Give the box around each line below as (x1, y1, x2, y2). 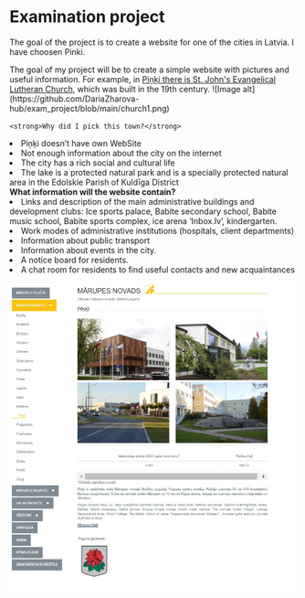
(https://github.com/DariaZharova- (9, 93, 140, 104)
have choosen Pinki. (9, 46, 86, 57)
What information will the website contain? (9, 186, 176, 198)
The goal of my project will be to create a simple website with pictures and (9, 64, 289, 75)
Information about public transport (21, 235, 151, 246)
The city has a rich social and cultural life (21, 157, 175, 168)
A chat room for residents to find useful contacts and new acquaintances (21, 263, 295, 275)
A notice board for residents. (21, 254, 130, 265)
